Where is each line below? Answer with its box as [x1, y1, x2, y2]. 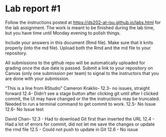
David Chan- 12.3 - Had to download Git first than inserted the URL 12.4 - [5, 116, 155, 122]
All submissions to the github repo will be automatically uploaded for [5, 60, 146, 66]
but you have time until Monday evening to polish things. [5, 30, 121, 36]
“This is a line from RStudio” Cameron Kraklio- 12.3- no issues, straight [5, 85, 150, 91]
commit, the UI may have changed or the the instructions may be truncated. [5, 95, 160, 102]
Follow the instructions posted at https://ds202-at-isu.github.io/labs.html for [5, 19, 161, 25]
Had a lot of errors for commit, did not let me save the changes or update [5, 121, 155, 127]
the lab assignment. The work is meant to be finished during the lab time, [5, 24, 155, 30]
